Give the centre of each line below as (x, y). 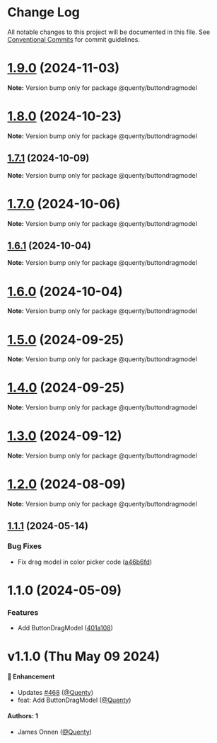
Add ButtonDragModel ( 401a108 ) (65, 628)
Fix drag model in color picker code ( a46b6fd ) (85, 562)
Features (23, 612)
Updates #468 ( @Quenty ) (55, 692)
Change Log (43, 12)
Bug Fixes (25, 546)
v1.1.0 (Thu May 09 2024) (84, 657)
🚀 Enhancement (31, 676)
